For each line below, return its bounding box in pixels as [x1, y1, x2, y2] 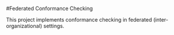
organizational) [6, 23, 43, 29]
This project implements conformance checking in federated [6, 16, 152, 23]
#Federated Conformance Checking [6, 5, 93, 12]
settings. [43, 23, 64, 29]
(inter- [153, 16, 169, 23]
